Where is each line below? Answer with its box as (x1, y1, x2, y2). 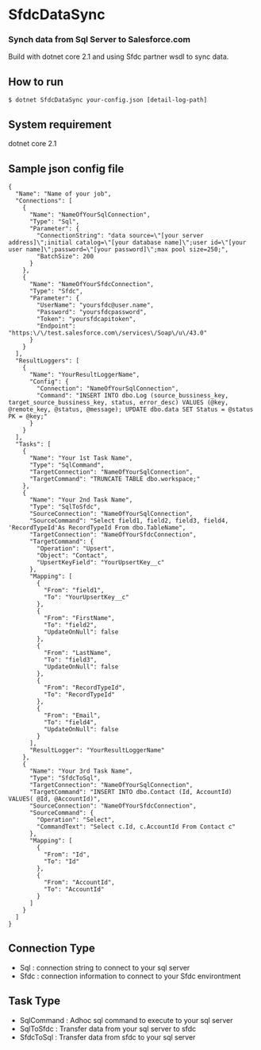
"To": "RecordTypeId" (43, 690, 115, 699)
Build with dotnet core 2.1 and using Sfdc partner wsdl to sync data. (8, 52, 229, 61)
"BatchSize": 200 (36, 252, 94, 260)
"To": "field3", (43, 656, 98, 664)
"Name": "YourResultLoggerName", (29, 370, 140, 378)
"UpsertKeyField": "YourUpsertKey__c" (36, 558, 165, 566)
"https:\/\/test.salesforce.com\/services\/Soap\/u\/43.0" (8, 328, 208, 337)
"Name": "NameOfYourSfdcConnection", (29, 280, 155, 288)
